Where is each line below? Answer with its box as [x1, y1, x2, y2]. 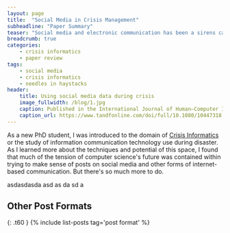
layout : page [7, 10, 44, 17]
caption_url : [19, 112, 57, 119]
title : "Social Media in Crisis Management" [7, 16, 139, 23]
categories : [7, 42, 41, 49]
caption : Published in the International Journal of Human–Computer [19, 106, 219, 112]
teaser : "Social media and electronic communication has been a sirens [7, 29, 216, 36]
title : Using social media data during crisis [19, 93, 155, 100]
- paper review [19, 55, 63, 62]
